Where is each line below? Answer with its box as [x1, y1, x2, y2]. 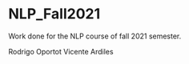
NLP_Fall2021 [8, 5, 101, 23]
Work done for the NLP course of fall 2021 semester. [8, 31, 182, 41]
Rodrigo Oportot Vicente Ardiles [8, 46, 114, 56]
